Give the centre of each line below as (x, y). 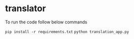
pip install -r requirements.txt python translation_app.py (67, 32)
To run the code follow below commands (46, 22)
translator (26, 9)
